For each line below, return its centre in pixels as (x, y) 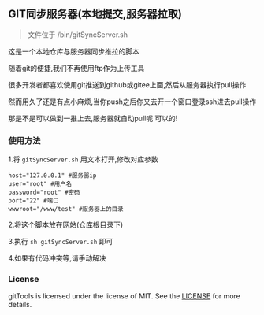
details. (20, 305)
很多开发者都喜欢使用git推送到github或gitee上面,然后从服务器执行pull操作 (127, 84)
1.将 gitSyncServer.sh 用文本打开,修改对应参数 (84, 159)
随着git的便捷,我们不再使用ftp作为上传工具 (76, 68)
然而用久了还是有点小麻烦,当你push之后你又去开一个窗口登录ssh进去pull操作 (132, 102)
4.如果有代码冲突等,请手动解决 (57, 258)
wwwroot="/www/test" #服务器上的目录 (66, 209)
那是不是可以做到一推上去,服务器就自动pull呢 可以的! (93, 118)
